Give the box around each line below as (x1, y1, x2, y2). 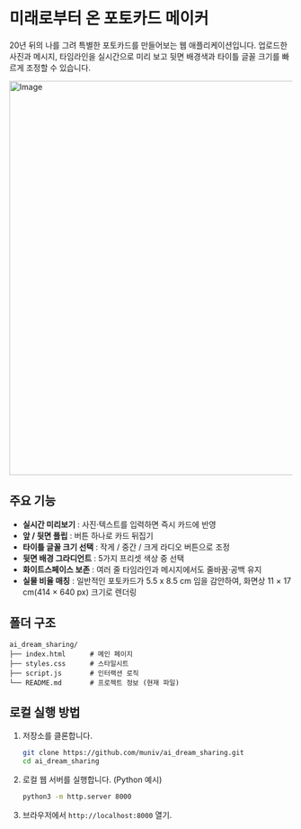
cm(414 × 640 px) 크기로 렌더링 (22, 587, 137, 597)
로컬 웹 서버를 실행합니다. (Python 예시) (22, 774, 163, 785)
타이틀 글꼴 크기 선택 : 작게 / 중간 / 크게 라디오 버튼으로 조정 (22, 542, 231, 552)
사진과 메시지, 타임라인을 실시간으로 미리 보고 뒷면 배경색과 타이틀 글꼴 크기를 (9, 50, 280, 61)
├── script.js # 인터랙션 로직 (9, 669, 139, 678)
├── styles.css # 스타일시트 (9, 659, 129, 668)
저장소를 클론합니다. (22, 731, 93, 742)
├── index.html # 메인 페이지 (9, 650, 133, 659)
